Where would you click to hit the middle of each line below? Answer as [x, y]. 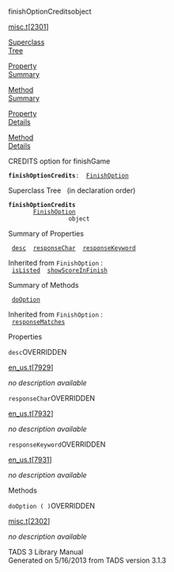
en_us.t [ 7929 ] [31, 367]
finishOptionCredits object [50, 12]
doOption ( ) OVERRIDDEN [52, 506]
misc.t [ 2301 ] [28, 27]
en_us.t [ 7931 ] [30, 460]
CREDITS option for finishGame [59, 161]
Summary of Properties [46, 234]
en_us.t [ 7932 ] [31, 413]
